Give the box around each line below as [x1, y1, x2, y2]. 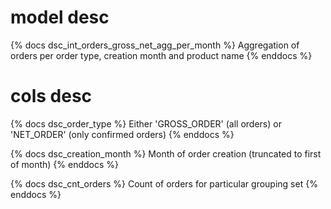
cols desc [10, 85, 93, 108]
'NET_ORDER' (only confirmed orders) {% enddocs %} [10, 128, 235, 140]
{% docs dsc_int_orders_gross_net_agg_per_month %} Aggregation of [10, 39, 300, 51]
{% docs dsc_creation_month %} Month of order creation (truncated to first [10, 147, 322, 160]
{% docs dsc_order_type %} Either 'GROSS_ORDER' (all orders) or [10, 117, 282, 130]
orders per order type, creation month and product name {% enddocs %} [10, 49, 313, 61]
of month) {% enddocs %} [10, 158, 120, 170]
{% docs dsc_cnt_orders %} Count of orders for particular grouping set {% [10, 177, 318, 190]
